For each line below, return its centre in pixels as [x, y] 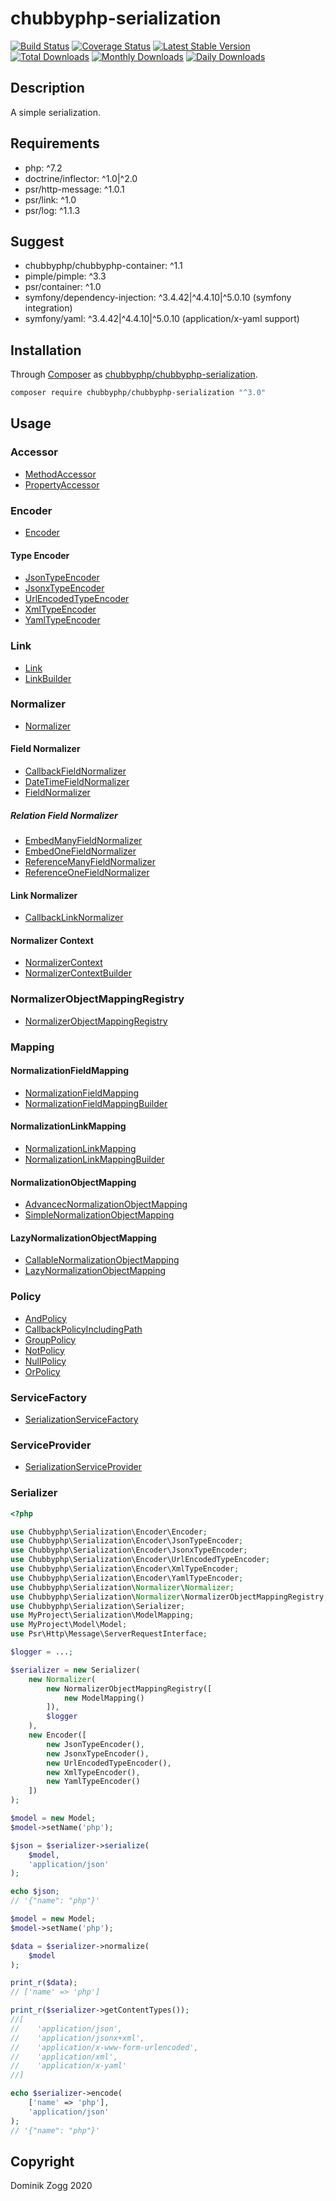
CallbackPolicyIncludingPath [83, 1329]
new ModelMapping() [104, 1698]
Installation [46, 350]
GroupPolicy [50, 1339]
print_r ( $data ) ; [44, 1983]
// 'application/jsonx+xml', [77, 2038]
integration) [48, 308]
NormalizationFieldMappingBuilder [96, 1103]
